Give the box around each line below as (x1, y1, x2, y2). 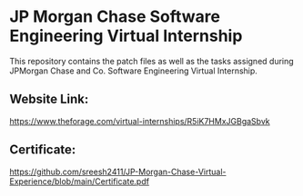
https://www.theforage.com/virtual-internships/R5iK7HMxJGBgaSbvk (9, 115, 270, 126)
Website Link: (9, 92, 89, 107)
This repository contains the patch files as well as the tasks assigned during (9, 55, 294, 66)
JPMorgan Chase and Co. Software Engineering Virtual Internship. (9, 65, 258, 76)
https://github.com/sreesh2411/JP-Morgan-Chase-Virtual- (9, 166, 227, 177)
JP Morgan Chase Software (9, 6, 221, 27)
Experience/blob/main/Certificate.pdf (9, 175, 150, 187)
